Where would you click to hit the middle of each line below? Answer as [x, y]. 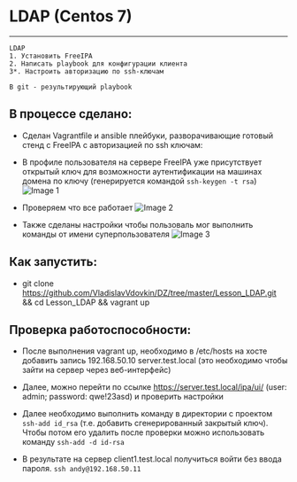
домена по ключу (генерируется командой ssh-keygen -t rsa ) [139, 181]
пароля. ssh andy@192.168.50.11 [81, 469]
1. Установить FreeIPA [51, 56]
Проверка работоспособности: [100, 330]
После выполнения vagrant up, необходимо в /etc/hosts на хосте [145, 351]
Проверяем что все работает [77, 207]
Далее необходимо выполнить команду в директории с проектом [147, 414]
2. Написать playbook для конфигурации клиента [99, 64]
